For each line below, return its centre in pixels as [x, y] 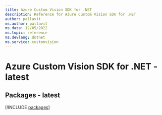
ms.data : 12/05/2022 [27, 28]
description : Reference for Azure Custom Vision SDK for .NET [71, 14]
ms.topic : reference [27, 33]
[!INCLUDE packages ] [27, 107]
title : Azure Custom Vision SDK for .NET [49, 10]
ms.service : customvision [32, 42]
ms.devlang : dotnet [25, 38]
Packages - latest [33, 95]
